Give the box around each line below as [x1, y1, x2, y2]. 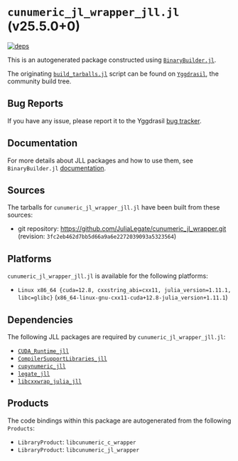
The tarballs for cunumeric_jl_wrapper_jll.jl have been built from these [7, 203, 220, 212]
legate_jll [17, 371, 50, 378]
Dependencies [7, 314, 73, 326]
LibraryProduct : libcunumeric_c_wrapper [17, 437, 136, 446]
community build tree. [7, 77, 72, 86]
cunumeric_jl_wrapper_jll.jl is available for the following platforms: [7, 271, 208, 280]
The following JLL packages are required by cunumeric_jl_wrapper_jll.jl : [7, 333, 226, 341]
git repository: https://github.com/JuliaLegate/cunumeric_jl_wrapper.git [17, 224, 227, 233]
